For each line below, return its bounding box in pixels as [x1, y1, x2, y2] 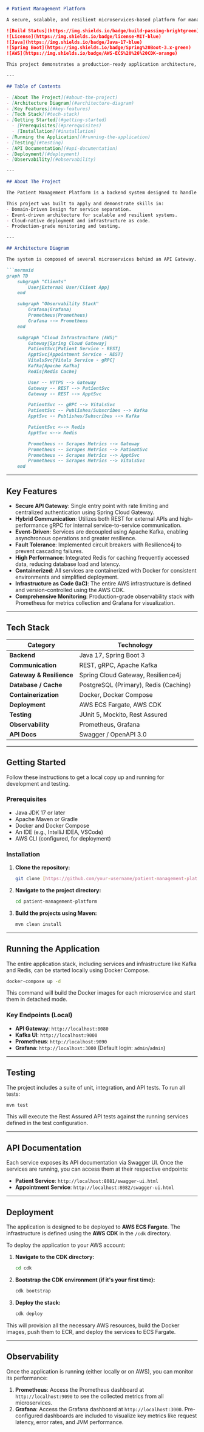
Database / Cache [9, 680, 63, 689]
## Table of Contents [6, 83, 61, 90]
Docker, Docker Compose [79, 690, 153, 699]
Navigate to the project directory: [15, 887, 101, 894]
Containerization [9, 690, 59, 699]
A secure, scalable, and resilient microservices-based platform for [6, 16, 186, 23]
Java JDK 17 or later [15, 809, 66, 816]
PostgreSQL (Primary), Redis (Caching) [79, 680, 191, 689]
